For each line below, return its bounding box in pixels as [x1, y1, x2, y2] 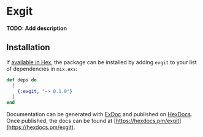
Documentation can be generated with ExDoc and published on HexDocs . [6, 111, 193, 118]
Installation [6, 42, 50, 53]
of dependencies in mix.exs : [6, 65, 78, 72]
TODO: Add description [6, 24, 67, 32]
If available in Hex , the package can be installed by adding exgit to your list [6, 58, 197, 65]
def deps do [6, 76, 37, 83]
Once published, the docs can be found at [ [6, 117, 117, 125]
